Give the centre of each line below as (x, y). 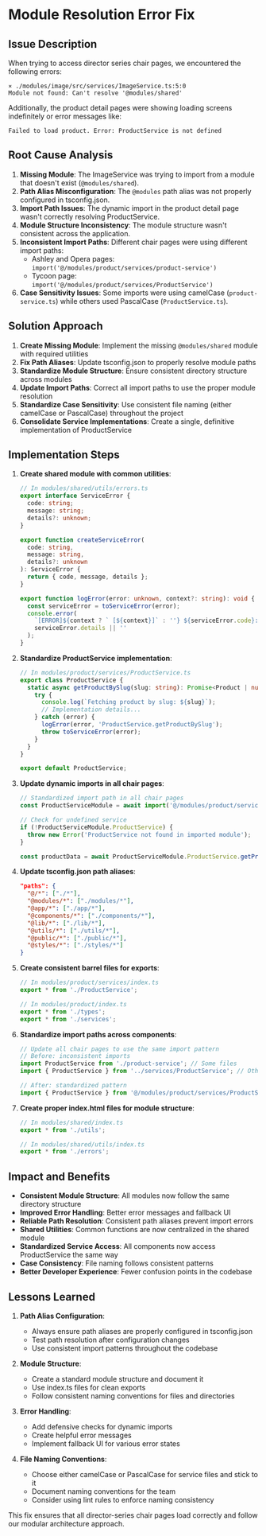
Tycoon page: (54, 275)
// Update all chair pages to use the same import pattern (120, 1049)
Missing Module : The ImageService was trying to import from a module (137, 174)
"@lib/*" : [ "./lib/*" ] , (66, 923)
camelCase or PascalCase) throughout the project (102, 413)
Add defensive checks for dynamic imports (102, 1426)
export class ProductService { (71, 680)
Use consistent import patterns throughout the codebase (125, 1348)
